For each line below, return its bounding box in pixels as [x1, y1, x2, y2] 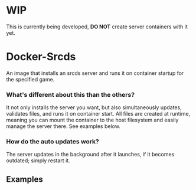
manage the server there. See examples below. [6, 123, 121, 130]
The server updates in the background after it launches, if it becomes [6, 151, 175, 158]
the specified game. [6, 76, 55, 83]
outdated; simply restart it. [6, 157, 70, 164]
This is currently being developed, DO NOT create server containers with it [6, 23, 188, 30]
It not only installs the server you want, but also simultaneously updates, [6, 104, 182, 111]
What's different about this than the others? [6, 90, 135, 99]
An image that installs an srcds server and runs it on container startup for [6, 69, 184, 77]
